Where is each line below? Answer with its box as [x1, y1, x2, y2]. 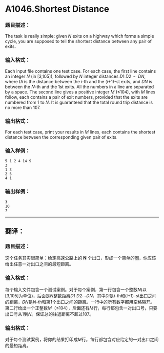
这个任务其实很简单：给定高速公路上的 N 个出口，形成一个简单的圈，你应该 [5, 255, 156, 261]
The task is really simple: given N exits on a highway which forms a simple [5, 33, 155, 39]
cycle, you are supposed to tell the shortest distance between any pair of [5, 38, 152, 44]
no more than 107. [5, 104, 41, 110]
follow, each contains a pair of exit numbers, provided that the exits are [5, 94, 148, 100]
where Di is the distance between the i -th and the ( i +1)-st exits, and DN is [5, 78, 153, 84]
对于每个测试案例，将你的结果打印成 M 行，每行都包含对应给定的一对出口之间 [5, 336, 159, 342]
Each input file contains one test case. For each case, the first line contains [5, 68, 156, 74]
